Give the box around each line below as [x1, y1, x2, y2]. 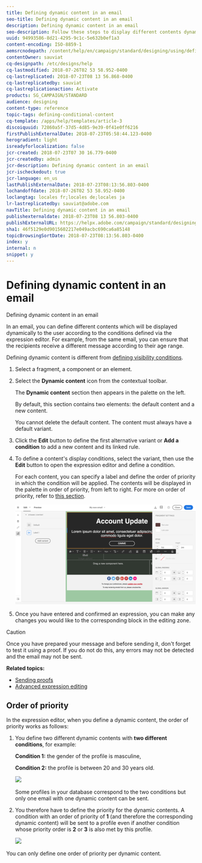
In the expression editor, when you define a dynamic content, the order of [6, 716, 189, 724]
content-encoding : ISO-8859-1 [6, 42, 82, 48]
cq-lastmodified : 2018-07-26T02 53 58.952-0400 [6, 67, 128, 73]
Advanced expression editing [14, 683, 88, 690]
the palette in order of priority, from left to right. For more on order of [14, 486, 186, 493]
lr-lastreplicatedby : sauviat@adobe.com [6, 201, 109, 207]
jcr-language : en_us [6, 175, 58, 181]
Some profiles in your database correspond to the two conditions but [14, 788, 186, 796]
